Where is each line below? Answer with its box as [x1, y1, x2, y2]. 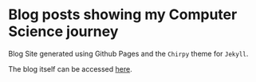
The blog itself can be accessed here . [8, 64, 133, 73]
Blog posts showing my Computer [8, 6, 238, 24]
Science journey [8, 22, 119, 41]
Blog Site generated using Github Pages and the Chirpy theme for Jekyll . [8, 49, 249, 58]
